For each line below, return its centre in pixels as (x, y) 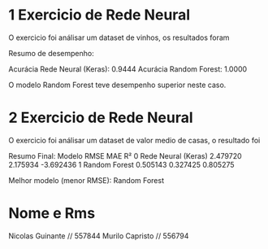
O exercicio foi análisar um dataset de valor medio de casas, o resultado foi (134, 140)
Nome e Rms (52, 214)
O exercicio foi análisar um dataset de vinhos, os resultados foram (119, 37)
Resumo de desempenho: (52, 53)
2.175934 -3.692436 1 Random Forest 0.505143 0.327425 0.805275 (121, 164)
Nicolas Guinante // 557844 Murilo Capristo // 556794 (99, 236)
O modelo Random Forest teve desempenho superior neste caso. (117, 85)
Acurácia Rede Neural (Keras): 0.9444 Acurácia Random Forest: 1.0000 (128, 69)
